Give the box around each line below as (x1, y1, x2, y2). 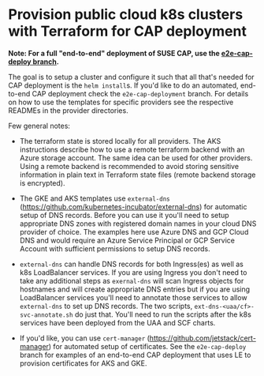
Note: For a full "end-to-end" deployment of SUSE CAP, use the (8, 48, 221, 58)
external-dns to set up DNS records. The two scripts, (19, 301, 193, 310)
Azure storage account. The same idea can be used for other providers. (19, 152, 253, 163)
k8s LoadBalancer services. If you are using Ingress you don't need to (19, 267, 247, 277)
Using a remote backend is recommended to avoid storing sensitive (19, 161, 239, 171)
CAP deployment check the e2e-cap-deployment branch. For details (32, 88, 249, 98)
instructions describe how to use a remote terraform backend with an (19, 145, 245, 154)
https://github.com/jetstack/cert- (149, 333, 256, 343)
